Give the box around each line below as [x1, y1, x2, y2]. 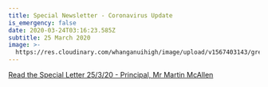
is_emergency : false [8, 19, 77, 27]
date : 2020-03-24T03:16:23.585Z [8, 26, 116, 34]
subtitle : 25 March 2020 [8, 33, 91, 42]
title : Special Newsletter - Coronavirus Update [8, 11, 173, 20]
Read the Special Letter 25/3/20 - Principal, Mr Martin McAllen [8, 70, 214, 79]
